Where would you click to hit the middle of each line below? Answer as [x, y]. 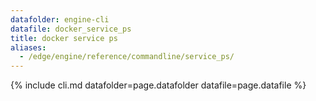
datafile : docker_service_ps [71, 29]
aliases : [28, 47]
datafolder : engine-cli [60, 19]
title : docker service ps [64, 38]
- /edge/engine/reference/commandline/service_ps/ [127, 57]
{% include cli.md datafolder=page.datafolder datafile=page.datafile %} [158, 85]
